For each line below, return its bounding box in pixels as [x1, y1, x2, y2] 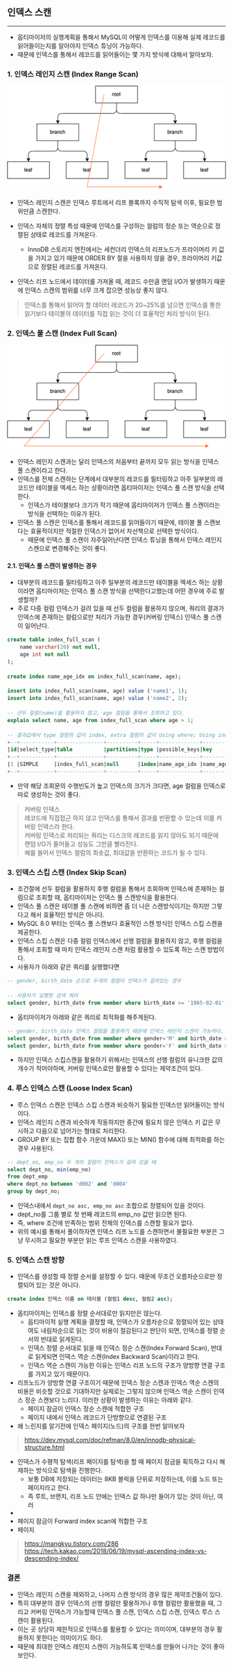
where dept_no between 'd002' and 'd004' [7, 1181, 129, 1188]
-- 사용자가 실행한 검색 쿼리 [7, 992, 78, 999]
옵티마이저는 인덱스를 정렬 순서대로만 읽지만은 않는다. [17, 1309, 162, 1317]
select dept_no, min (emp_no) [7, 1166, 92, 1173]
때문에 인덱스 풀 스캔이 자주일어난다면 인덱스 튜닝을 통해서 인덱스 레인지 [27, 535, 223, 544]
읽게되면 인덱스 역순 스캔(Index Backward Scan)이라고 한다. [35, 1353, 200, 1361]
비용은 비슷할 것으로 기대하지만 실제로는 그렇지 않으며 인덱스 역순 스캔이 [17, 1388, 212, 1396]
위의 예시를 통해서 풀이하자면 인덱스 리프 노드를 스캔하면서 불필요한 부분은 [17, 1228, 218, 1236]
